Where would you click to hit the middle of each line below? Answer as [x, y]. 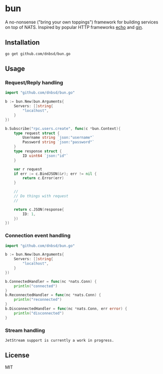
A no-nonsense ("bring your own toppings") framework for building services [82, 22]
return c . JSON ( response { [39, 209]
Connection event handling [38, 236]
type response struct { [38, 151]
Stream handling [25, 330]
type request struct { [37, 133]
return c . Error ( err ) [43, 178]
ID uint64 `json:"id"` [45, 156]
